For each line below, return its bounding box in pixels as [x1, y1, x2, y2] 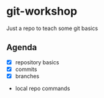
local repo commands [15, 85, 70, 92]
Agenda [6, 42, 37, 53]
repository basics [15, 58, 59, 66]
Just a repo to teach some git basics [6, 24, 98, 32]
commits [15, 66, 37, 73]
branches [15, 72, 40, 80]
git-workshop [6, 4, 78, 18]
